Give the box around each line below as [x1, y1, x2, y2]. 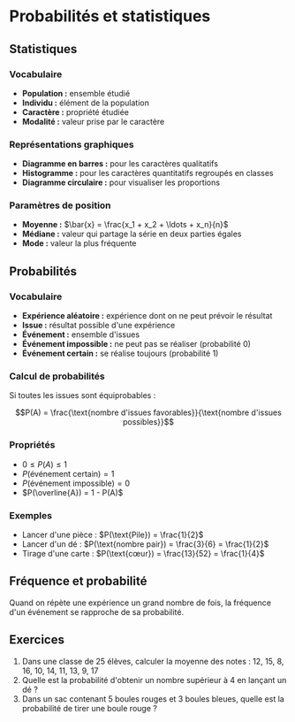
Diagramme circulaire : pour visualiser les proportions [21, 177, 221, 188]
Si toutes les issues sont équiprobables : [9, 390, 156, 401]
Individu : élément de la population [21, 97, 150, 108]
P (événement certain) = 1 [21, 468, 115, 479]
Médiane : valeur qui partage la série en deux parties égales [21, 228, 242, 240]
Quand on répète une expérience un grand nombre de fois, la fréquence [9, 597, 272, 608]
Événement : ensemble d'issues [21, 329, 140, 340]
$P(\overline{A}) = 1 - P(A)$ [21, 487, 124, 497]
